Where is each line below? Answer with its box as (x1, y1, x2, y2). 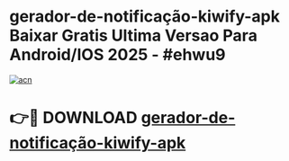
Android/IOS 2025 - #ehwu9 (9, 45, 227, 65)
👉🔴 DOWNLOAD (9, 108, 138, 128)
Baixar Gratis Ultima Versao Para (9, 25, 258, 46)
